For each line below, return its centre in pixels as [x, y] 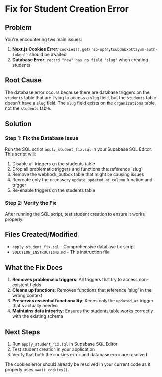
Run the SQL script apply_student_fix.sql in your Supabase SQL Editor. [79, 149]
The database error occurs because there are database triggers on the [77, 92]
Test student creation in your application [54, 349]
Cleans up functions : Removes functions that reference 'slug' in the [82, 290]
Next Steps [23, 332]
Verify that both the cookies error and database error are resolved [80, 355]
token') [20, 55]
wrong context [27, 295]
